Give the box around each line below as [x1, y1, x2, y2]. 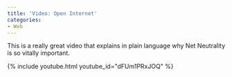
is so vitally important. [7, 49, 71, 57]
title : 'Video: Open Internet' [7, 10, 98, 17]
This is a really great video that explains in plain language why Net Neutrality [7, 42, 226, 50]
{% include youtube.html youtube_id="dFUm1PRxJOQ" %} [7, 63, 175, 71]
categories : [7, 16, 42, 23]
